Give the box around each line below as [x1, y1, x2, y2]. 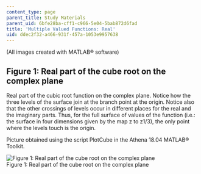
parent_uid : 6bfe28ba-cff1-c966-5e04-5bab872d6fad [6, 20, 138, 26]
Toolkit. [6, 142, 25, 150]
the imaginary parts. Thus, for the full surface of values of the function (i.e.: [6, 111, 196, 118]
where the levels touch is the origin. [6, 124, 96, 131]
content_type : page [6, 9, 56, 15]
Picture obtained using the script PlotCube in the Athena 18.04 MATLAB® [6, 136, 189, 143]
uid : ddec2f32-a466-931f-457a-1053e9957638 [6, 32, 119, 38]
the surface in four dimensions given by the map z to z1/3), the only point [6, 117, 190, 125]
